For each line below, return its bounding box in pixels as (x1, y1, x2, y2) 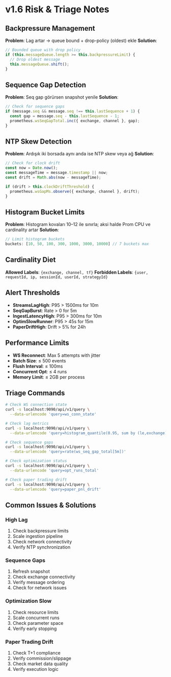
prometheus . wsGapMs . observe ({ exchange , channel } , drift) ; (10, 189, 140, 194)
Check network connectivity (12, 538, 72, 545)
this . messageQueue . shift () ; (10, 61, 70, 67)
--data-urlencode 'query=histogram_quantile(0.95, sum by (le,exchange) (10, 431, 167, 436)
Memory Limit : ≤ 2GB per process (12, 374, 85, 380)
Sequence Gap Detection (5, 80, 87, 89)
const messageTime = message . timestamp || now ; (5, 170, 108, 175)
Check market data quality (12, 661, 68, 667)
